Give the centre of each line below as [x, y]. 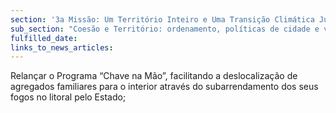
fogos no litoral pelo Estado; [68, 97]
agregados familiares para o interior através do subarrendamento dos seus [164, 87]
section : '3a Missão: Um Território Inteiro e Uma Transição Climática [162, 19]
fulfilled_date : [44, 38]
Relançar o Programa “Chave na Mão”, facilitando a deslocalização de [154, 76]
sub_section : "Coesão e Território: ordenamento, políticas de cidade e [165, 29]
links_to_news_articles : [62, 47]
